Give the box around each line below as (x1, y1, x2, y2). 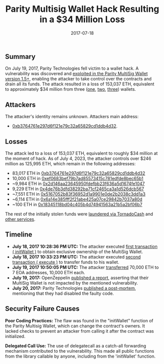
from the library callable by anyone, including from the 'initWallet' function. (5, 353, 156, 359)
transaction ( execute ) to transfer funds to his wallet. (12, 259, 119, 265)
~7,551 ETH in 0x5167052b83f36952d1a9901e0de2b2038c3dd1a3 (12, 191, 146, 197)
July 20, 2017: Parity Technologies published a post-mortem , (12, 285, 136, 291)
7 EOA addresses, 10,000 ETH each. (12, 269, 85, 275)
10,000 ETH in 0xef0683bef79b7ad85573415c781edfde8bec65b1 (12, 175, 143, 181)
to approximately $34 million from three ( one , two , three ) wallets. (5, 86, 136, 92)
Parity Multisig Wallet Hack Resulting (5, 3, 160, 15)
